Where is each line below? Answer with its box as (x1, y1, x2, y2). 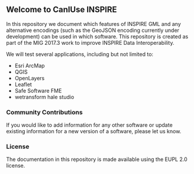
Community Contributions (6, 108, 83, 116)
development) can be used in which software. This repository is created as (6, 32, 189, 40)
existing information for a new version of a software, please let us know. (6, 128, 182, 135)
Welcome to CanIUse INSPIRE (6, 5, 117, 15)
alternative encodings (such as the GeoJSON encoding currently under (6, 27, 179, 34)
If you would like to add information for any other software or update (6, 122, 173, 129)
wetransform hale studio (14, 93, 75, 100)
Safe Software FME (14, 87, 62, 94)
